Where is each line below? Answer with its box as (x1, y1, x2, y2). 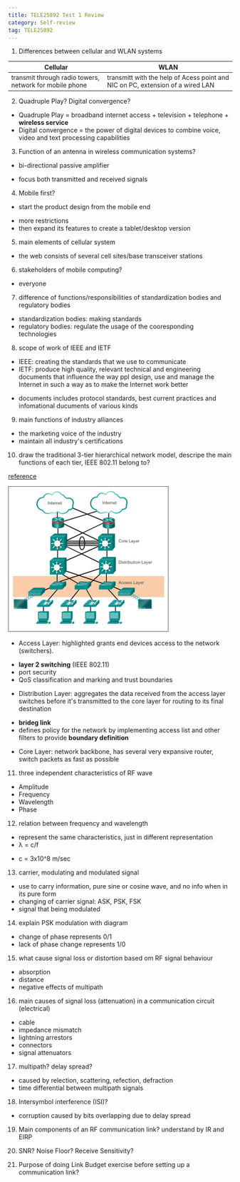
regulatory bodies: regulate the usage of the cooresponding (18, 322, 194, 330)
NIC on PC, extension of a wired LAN (107, 81, 214, 89)
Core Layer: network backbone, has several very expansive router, (18, 747, 214, 756)
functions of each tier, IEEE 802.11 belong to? (18, 458, 150, 467)
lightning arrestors (18, 1033, 73, 1041)
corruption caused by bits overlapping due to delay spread (18, 1111, 191, 1120)
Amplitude (18, 782, 49, 791)
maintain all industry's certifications (18, 436, 123, 445)
